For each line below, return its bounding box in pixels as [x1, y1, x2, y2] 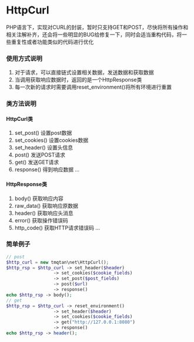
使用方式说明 [6, 54, 43, 62]
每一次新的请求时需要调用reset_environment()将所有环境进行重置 [14, 83, 172, 91]
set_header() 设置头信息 [14, 144, 73, 151]
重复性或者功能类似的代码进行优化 [11, 38, 94, 45]
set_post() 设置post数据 [14, 130, 72, 137]
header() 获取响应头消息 [14, 209, 73, 216]
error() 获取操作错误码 [14, 216, 69, 224]
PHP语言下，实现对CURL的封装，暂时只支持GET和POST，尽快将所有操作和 [6, 23, 189, 31]
